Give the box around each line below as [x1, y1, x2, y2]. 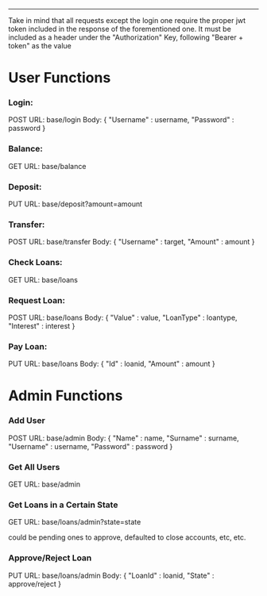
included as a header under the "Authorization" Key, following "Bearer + [8, 33, 244, 42]
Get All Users [8, 461, 60, 472]
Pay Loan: [8, 340, 48, 352]
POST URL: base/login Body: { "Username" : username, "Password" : [8, 115, 234, 125]
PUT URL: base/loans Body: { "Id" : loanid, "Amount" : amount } [8, 359, 216, 369]
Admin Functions [8, 386, 123, 405]
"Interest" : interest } [8, 321, 75, 330]
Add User [8, 415, 45, 426]
